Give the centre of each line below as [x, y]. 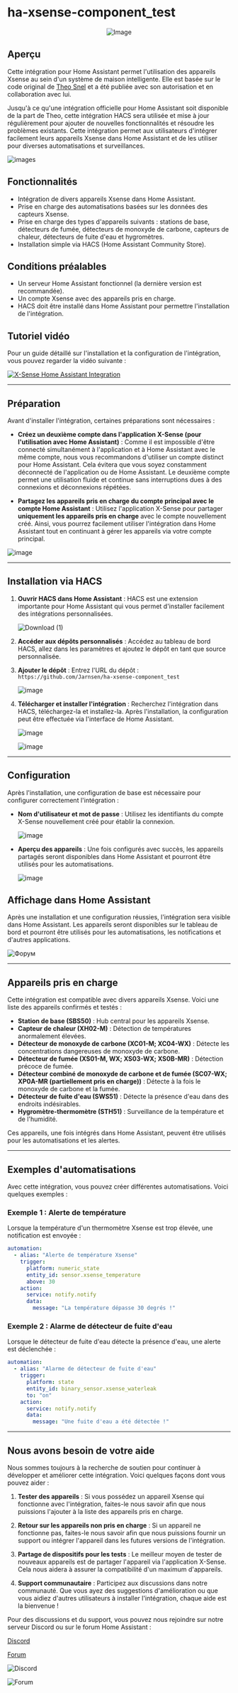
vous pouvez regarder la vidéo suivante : [67, 361]
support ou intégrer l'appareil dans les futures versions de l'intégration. [121, 1540]
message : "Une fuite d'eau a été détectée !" [101, 1422]
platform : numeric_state [63, 1268]
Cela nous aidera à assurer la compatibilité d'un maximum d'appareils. [120, 1569]
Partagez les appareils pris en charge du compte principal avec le [116, 501]
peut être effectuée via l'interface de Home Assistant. [96, 719]
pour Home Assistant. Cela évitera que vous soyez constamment [112, 465]
